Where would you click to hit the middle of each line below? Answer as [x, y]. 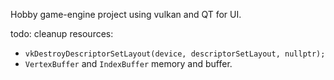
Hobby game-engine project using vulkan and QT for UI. [126, 14]
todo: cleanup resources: [62, 33]
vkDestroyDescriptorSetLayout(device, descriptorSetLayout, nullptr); [175, 54]
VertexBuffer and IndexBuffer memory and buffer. [128, 63]
